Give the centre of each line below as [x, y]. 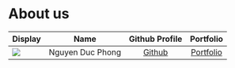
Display [27, 39]
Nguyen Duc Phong [85, 52]
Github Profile [156, 39]
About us [39, 14]
